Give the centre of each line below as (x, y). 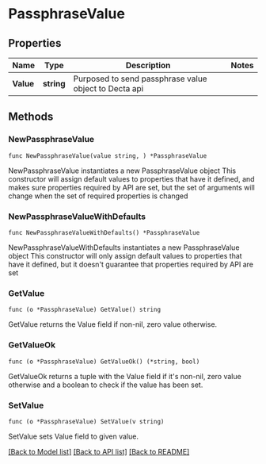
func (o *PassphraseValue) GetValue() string (84, 310)
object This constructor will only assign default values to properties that (125, 255)
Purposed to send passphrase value (140, 79)
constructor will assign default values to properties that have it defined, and (131, 178)
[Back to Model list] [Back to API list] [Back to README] (99, 451)
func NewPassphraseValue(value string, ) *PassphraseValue (108, 155)
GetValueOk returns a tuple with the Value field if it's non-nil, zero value (125, 376)
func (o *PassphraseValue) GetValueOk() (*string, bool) (104, 362)
